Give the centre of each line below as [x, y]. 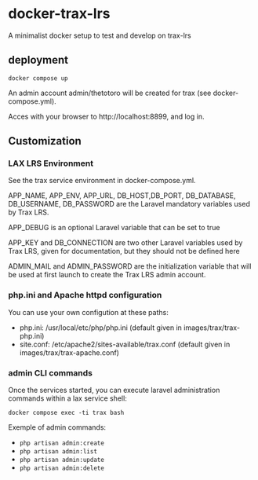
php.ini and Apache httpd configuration [85, 295]
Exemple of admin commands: [57, 427]
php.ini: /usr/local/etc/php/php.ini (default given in [101, 328]
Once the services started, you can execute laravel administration [114, 390]
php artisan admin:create [62, 443]
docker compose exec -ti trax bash [66, 413]
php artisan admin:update [62, 460]
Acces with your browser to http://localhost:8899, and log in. [106, 116]
